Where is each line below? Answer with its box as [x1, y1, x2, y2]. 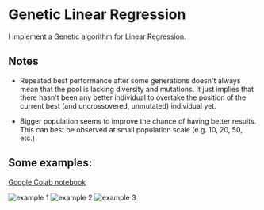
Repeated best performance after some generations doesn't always [19, 75, 241, 85]
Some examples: [8, 156, 93, 170]
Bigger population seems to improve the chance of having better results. [19, 116, 257, 126]
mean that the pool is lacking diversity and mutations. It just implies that [19, 84, 254, 94]
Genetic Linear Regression [8, 6, 186, 24]
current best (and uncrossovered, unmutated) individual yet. [19, 101, 216, 110]
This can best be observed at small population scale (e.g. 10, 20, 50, [19, 124, 243, 134]
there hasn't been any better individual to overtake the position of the [19, 93, 247, 102]
